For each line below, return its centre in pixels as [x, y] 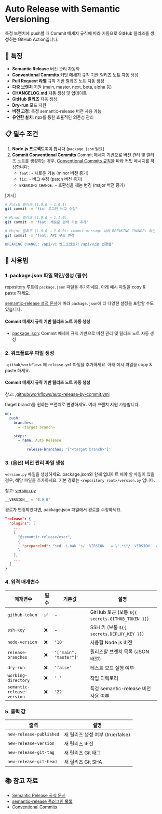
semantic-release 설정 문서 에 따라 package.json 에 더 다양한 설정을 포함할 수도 [80, 303]
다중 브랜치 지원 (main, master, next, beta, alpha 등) [62, 87]
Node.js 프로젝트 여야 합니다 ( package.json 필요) [58, 148]
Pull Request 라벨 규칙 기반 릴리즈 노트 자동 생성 [58, 80]
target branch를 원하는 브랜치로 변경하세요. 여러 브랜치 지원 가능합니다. [72, 405]
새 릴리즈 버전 [79, 744]
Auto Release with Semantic [62, 9]
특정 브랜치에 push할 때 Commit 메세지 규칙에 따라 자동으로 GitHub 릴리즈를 [77, 33]
